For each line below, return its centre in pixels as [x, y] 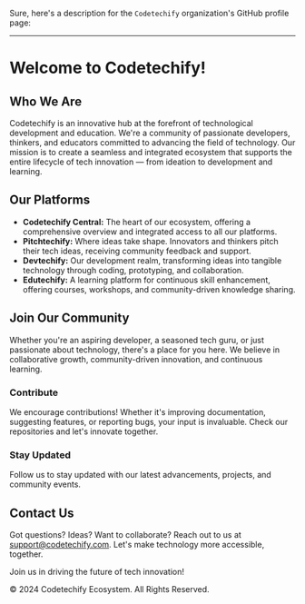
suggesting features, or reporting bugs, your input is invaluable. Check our [149, 421]
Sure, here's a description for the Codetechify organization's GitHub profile [149, 13]
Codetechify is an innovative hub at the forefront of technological [132, 123]
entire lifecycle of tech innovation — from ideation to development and [141, 162]
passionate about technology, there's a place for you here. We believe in [144, 350]
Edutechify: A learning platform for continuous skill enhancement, [146, 280]
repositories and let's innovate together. [84, 431]
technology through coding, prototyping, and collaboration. [133, 270]
